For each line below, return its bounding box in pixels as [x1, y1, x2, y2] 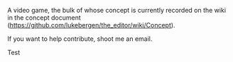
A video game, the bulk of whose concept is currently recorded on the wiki [7, 6, 226, 14]
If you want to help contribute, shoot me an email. [7, 35, 153, 43]
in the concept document [7, 13, 81, 22]
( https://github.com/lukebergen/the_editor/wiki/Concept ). [7, 21, 175, 29]
